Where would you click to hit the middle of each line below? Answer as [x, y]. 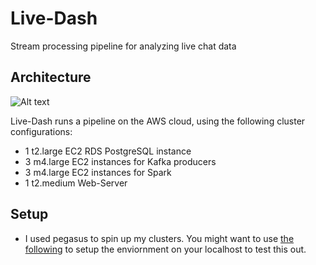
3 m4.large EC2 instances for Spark [98, 172]
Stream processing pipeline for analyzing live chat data [123, 46]
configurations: [41, 131]
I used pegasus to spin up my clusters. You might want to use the [159, 238]
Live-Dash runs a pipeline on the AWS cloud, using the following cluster [158, 121]
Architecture [51, 77]
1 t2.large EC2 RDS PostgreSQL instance [108, 151]
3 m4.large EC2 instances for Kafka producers [120, 161]
